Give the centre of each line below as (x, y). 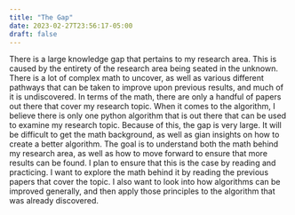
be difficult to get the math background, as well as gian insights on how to (144, 135)
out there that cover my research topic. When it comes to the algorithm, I (142, 107)
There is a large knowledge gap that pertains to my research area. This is (143, 60)
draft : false (33, 34)
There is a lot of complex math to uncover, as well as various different (136, 78)
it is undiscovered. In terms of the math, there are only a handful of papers (145, 97)
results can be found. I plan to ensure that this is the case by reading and (143, 163)
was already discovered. (54, 201)
